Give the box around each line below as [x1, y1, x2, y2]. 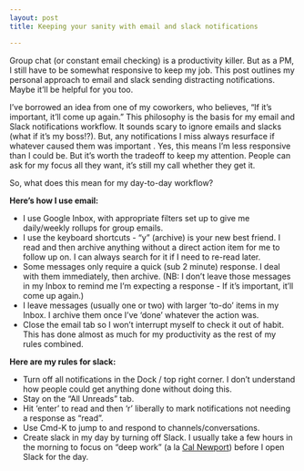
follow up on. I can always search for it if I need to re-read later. [22, 251, 261, 262]
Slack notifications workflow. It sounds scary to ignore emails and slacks [9, 120, 282, 132]
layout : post [9, 13, 59, 23]
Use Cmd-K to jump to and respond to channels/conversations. [22, 422, 260, 433]
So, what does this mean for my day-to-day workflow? [9, 177, 214, 188]
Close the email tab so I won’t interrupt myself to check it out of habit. [22, 319, 285, 330]
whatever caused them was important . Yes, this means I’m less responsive [9, 140, 291, 151]
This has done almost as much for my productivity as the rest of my [22, 329, 277, 340]
